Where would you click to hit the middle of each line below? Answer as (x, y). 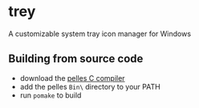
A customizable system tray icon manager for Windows (99, 34)
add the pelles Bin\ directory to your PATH (90, 86)
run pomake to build (51, 95)
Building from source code (76, 59)
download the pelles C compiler (73, 78)
